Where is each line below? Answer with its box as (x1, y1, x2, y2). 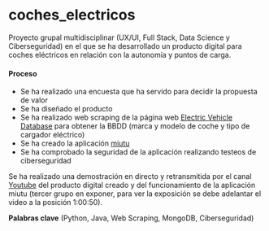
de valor (20, 95, 49, 105)
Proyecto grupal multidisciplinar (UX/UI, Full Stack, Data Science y (8, 33, 230, 42)
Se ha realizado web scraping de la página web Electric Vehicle (20, 112, 233, 123)
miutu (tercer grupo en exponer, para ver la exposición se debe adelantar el (8, 189, 262, 198)
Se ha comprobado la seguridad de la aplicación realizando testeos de (20, 147, 257, 157)
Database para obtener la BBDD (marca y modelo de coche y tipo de (20, 121, 250, 131)
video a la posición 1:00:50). (8, 198, 103, 207)
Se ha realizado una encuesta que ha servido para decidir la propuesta (20, 87, 258, 97)
